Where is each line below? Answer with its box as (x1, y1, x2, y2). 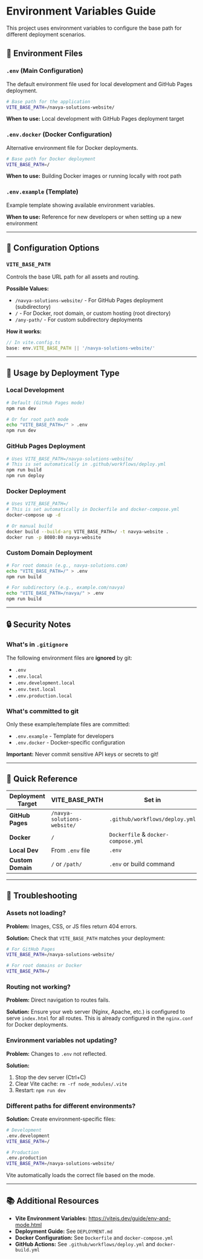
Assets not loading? (6, 909, 66, 917)
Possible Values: (6, 285, 50, 292)
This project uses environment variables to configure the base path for (6, 24, 182, 32)
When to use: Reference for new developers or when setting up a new (6, 213, 182, 220)
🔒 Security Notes (6, 619, 71, 629)
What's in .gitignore (6, 640, 68, 649)
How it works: (6, 328, 42, 335)
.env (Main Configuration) (6, 67, 83, 75)
